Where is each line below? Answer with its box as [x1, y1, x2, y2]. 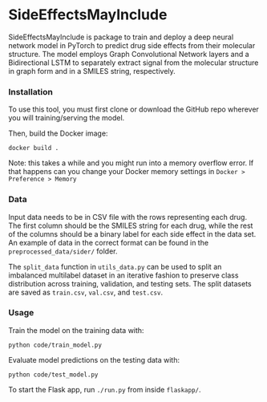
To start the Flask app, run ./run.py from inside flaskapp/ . [8, 384, 202, 394]
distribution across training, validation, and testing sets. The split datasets [8, 278, 253, 288]
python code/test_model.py [8, 371, 99, 379]
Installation [8, 86, 54, 97]
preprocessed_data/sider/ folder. [8, 246, 118, 256]
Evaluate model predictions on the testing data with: [8, 355, 180, 364]
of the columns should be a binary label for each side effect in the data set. [8, 229, 257, 238]
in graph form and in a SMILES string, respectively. [8, 66, 176, 75]
